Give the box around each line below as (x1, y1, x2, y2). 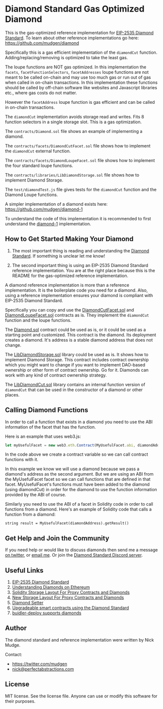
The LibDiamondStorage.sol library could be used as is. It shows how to (5, 351, 149, 357)
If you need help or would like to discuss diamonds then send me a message (5, 547, 158, 553)
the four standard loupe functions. (5, 163, 74, 168)
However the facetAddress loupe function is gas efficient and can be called (5, 99, 155, 105)
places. (5, 392, 20, 397)
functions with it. (5, 457, 39, 462)
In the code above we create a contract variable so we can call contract (5, 451, 148, 457)
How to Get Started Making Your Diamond (5, 235, 134, 243)
